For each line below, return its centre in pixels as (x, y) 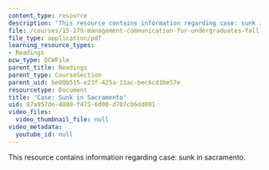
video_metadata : (35, 127)
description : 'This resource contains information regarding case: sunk (132, 23)
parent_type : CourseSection (55, 75)
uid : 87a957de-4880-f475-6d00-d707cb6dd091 (82, 105)
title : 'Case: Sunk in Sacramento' (68, 97)
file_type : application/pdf (55, 38)
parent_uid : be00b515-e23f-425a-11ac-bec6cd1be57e (94, 82)
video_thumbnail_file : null (62, 120)
